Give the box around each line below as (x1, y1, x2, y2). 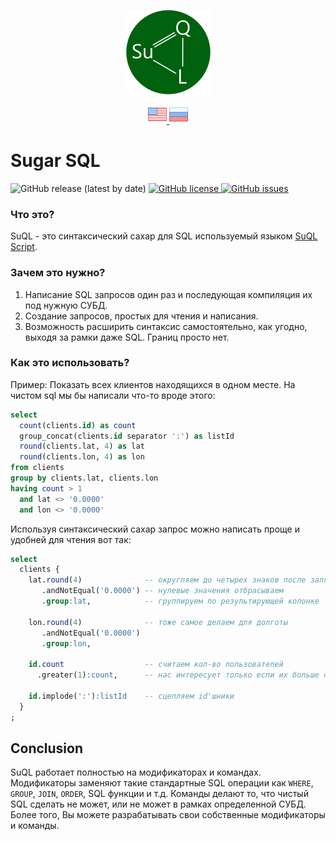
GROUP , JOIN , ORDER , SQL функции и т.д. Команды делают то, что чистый (10, 788, 309, 800)
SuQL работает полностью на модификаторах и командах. (10, 766, 262, 779)
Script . (10, 241, 38, 253)
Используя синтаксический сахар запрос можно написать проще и (10, 523, 300, 535)
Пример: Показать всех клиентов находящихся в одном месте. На (10, 378, 296, 390)
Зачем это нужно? (10, 266, 106, 280)
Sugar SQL (10, 150, 101, 172)
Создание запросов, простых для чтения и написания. (24, 310, 259, 322)
